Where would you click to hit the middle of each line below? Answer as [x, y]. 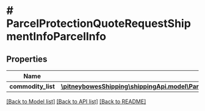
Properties [27, 59]
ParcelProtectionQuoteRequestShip [99, 23]
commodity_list [32, 86]
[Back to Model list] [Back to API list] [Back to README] [76, 102]
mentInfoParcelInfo [56, 37]
